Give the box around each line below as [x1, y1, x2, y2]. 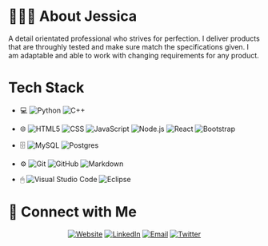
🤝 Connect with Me [8, 203, 138, 221]
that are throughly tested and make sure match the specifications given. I [8, 42, 250, 51]
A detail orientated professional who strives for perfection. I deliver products [8, 34, 260, 43]
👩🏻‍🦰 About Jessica [8, 7, 138, 26]
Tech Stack [8, 79, 85, 97]
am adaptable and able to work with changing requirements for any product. [8, 50, 260, 60]
